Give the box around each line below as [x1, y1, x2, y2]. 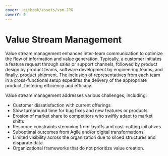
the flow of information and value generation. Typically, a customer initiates [5, 56, 162, 62]
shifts [12, 118, 24, 124]
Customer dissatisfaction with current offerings [12, 102, 111, 109]
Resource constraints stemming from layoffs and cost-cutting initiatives [12, 124, 161, 130]
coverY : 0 [5, 12, 26, 17]
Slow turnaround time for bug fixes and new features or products [12, 108, 148, 114]
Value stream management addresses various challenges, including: [5, 92, 147, 98]
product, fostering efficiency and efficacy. [5, 83, 92, 89]
